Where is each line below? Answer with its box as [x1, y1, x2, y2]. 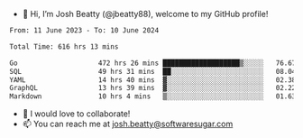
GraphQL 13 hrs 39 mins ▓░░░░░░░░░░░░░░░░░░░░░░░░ [9, 84, 264, 93]
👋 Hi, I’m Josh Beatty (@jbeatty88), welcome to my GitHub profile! [22, 9, 269, 19]
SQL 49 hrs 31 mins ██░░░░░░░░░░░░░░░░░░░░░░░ [9, 67, 264, 76]
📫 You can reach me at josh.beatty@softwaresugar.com [22, 118, 234, 130]
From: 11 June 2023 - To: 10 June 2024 [9, 26, 160, 35]
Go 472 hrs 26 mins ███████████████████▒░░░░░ [9, 59, 264, 68]
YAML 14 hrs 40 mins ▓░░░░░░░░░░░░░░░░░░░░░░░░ [9, 75, 264, 85]
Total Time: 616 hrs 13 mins [9, 41, 119, 51]
